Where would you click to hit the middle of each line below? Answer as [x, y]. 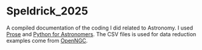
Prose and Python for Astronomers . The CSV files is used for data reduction [101, 34]
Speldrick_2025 [47, 11]
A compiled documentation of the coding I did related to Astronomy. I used [100, 28]
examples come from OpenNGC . [47, 40]
